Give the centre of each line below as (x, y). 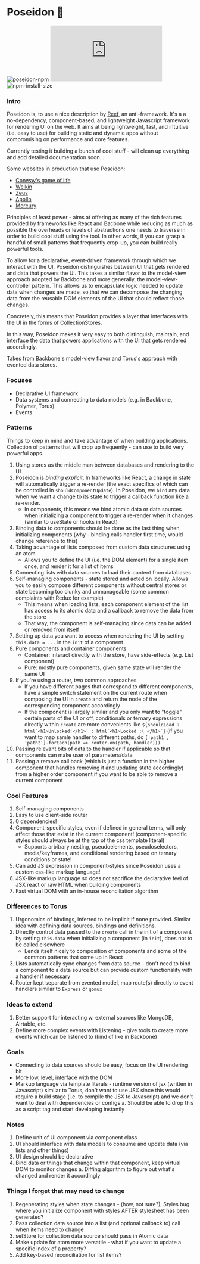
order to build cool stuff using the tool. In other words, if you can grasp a (96, 236)
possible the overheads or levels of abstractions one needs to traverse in (96, 230)
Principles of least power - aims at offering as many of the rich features (94, 218)
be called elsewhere (40, 945)
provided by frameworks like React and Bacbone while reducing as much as (100, 223)
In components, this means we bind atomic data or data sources (103, 509)
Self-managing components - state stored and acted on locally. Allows (101, 579)
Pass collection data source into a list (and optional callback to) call (98, 1223)
